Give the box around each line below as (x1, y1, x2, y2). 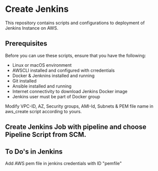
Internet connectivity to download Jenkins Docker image (12, 88, 127, 94)
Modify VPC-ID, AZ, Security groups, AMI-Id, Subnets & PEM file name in (5, 103, 154, 109)
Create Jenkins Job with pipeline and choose (5, 123, 147, 131)
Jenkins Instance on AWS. (5, 25, 58, 31)
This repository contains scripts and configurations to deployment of (5, 20, 145, 26)
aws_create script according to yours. (5, 108, 82, 114)
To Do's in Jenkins (5, 147, 63, 156)
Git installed (12, 78, 37, 84)
